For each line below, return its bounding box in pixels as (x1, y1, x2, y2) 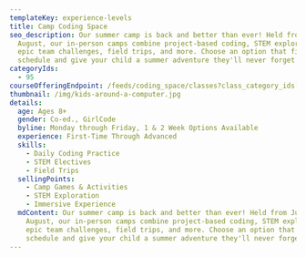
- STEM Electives (25, 157, 92, 167)
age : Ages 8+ (17, 107, 67, 116)
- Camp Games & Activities (25, 183, 128, 192)
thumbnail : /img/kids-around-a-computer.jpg (9, 89, 181, 98)
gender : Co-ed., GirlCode (17, 115, 117, 124)
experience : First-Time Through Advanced (17, 132, 178, 141)
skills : (17, 140, 47, 149)
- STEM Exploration (25, 191, 100, 200)
